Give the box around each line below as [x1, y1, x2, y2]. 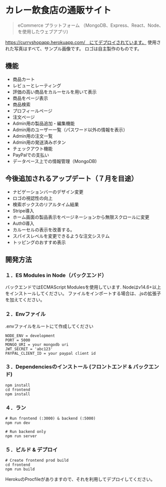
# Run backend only [5, 429, 46, 435]
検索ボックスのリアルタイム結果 [12, 201, 79, 207]
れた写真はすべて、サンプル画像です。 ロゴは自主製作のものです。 [5, 45, 142, 51]
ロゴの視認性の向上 [12, 195, 53, 201]
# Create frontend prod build [5, 458, 69, 463]
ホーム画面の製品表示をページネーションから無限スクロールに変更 [12, 214, 150, 220]
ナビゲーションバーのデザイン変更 [12, 189, 84, 195]
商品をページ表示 [12, 95, 48, 101]
